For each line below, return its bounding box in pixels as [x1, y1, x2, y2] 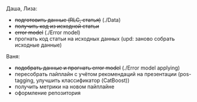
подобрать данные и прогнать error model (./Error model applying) [14, 64, 181, 71]
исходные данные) [14, 41, 62, 48]
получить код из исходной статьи [14, 23, 99, 29]
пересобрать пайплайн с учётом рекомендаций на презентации [14, 71, 177, 77]
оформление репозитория [14, 90, 81, 96]
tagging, [14, 77, 35, 84]
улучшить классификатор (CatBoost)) [36, 77, 130, 84]
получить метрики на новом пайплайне [14, 83, 115, 90]
